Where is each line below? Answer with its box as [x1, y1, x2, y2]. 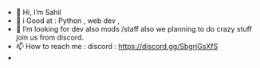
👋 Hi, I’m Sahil [15, 8, 61, 17]
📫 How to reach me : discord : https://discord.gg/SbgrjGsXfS [15, 42, 219, 51]
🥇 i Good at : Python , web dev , [15, 16, 120, 25]
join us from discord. [15, 32, 84, 42]
